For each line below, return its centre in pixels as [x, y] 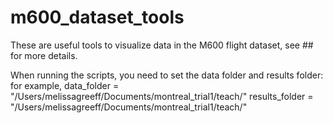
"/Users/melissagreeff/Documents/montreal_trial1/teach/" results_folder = [162, 96]
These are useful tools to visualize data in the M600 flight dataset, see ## [162, 45]
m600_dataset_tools [97, 17]
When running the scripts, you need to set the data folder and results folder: [167, 75]
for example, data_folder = [65, 85]
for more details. [44, 55]
